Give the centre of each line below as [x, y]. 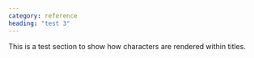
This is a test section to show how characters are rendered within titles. [127, 46]
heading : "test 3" [39, 23]
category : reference [43, 16]
